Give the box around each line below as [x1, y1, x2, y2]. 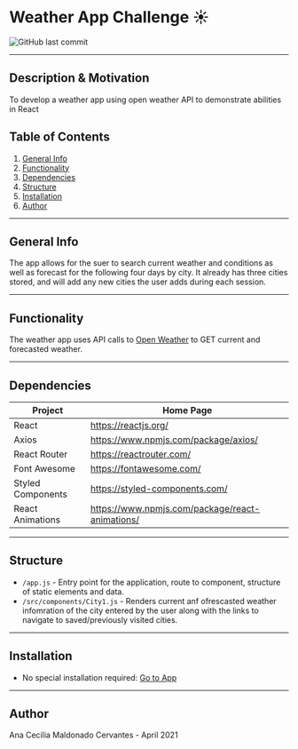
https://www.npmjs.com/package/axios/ [90, 434, 259, 446]
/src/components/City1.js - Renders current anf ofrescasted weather [21, 595, 277, 606]
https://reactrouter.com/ [90, 448, 192, 460]
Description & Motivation [9, 70, 150, 86]
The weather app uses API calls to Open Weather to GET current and [9, 334, 261, 345]
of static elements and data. [21, 586, 124, 597]
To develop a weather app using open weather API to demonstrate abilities [9, 94, 282, 105]
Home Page [162, 404, 213, 416]
